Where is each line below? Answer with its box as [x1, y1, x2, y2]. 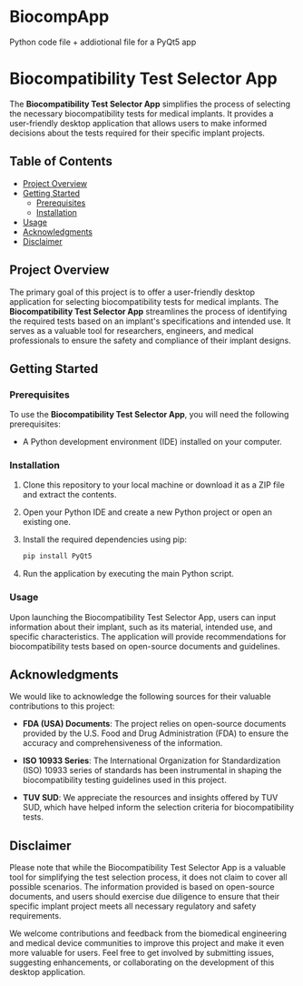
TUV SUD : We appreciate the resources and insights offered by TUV [22, 792, 279, 803]
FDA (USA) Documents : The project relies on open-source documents [22, 719, 287, 729]
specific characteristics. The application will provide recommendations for [9, 630, 287, 642]
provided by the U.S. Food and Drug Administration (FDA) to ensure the [22, 728, 288, 739]
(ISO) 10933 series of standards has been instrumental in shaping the [22, 765, 282, 776]
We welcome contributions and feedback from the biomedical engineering [9, 928, 288, 939]
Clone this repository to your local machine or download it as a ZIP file [22, 479, 286, 490]
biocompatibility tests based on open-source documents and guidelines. [9, 640, 280, 651]
